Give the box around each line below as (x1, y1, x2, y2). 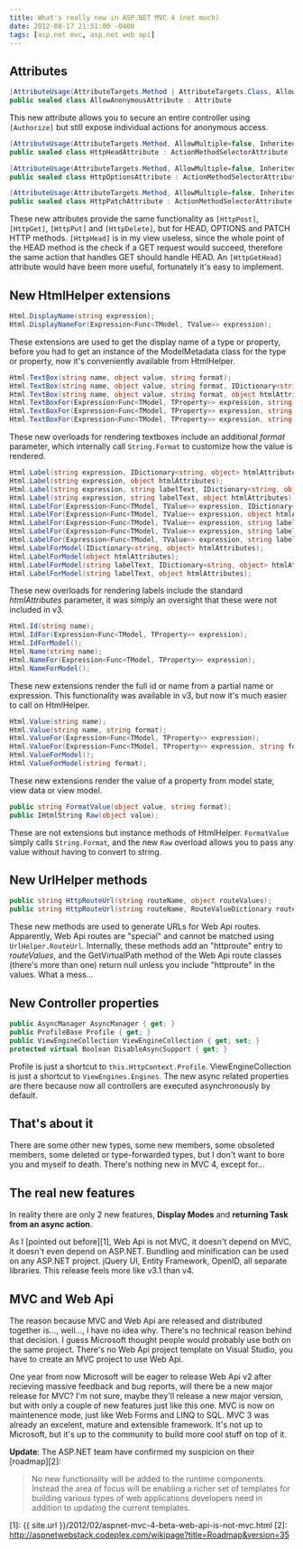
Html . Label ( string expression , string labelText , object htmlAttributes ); (9, 493, 297, 502)
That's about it (9, 1115, 94, 1131)
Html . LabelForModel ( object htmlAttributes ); (9, 552, 179, 561)
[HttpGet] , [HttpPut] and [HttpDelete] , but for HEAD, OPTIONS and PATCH (9, 223, 290, 234)
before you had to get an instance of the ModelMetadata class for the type (9, 345, 287, 357)
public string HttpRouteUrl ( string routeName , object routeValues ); (9, 897, 272, 906)
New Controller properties (9, 995, 160, 1010)
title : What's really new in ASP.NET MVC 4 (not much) (9, 13, 220, 23)
